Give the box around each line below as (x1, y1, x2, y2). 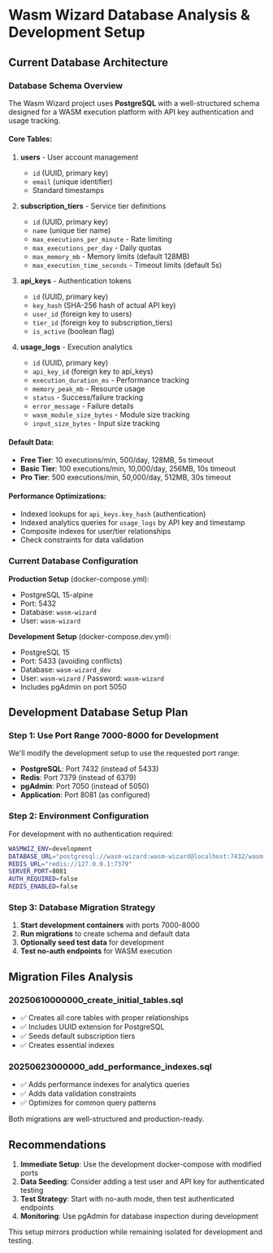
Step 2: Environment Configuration (8, 810, 149, 821)
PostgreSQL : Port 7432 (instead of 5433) (19, 764, 159, 774)
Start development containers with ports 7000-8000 (19, 920, 201, 930)
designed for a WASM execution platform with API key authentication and (8, 107, 254, 116)
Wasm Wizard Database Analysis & (8, 6, 250, 24)
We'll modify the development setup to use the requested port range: (8, 748, 240, 758)
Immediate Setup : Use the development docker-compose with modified (19, 1159, 262, 1169)
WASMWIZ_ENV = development (8, 844, 93, 852)
